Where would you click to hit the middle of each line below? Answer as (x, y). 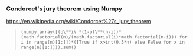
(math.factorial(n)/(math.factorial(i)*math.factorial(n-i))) (99, 37)
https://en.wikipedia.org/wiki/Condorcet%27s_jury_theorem (79, 22)
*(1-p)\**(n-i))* (100, 32)
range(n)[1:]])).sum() (48, 48)
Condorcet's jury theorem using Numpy (64, 9)
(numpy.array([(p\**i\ (48, 32)
